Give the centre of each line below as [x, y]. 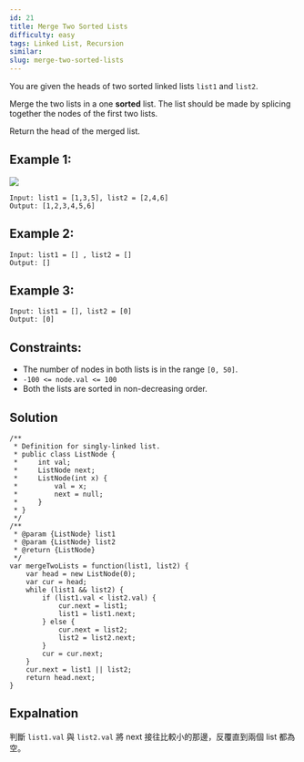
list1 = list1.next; [97, 614]
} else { [59, 622]
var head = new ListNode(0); [81, 574]
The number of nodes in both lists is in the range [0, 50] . [130, 369]
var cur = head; [57, 582]
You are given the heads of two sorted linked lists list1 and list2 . [134, 86]
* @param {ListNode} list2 [65, 542]
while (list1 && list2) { [75, 590]
